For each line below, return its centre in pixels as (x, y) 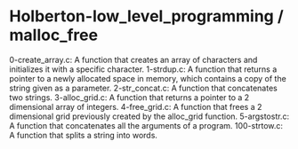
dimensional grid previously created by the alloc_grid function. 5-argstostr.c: (149, 116)
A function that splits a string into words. (84, 135)
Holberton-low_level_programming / (147, 16)
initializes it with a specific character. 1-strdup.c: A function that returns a (143, 69)
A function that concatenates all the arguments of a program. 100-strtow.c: (146, 125)
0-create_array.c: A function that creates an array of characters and (133, 59)
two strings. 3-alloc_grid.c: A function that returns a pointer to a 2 (129, 97)
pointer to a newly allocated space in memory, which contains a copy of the (148, 78)
